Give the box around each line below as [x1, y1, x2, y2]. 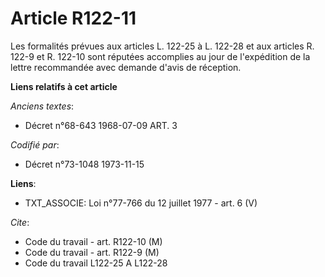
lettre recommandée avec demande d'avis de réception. [10, 61, 242, 73]
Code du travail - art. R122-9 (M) [24, 246, 160, 258]
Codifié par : [10, 138, 60, 151]
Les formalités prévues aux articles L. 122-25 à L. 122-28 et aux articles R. [10, 40, 315, 52]
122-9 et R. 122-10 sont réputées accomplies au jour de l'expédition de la [10, 50, 311, 62]
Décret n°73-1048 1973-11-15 [24, 158, 145, 170]
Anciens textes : [10, 100, 75, 112]
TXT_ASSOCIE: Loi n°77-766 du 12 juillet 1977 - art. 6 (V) [24, 197, 258, 209]
